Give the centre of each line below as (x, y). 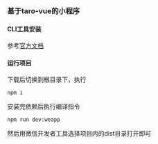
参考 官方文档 (25, 46)
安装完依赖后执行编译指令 (44, 106)
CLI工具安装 (24, 29)
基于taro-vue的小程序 (44, 10)
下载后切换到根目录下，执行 (47, 80)
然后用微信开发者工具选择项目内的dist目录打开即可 (79, 134)
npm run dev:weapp (34, 120)
